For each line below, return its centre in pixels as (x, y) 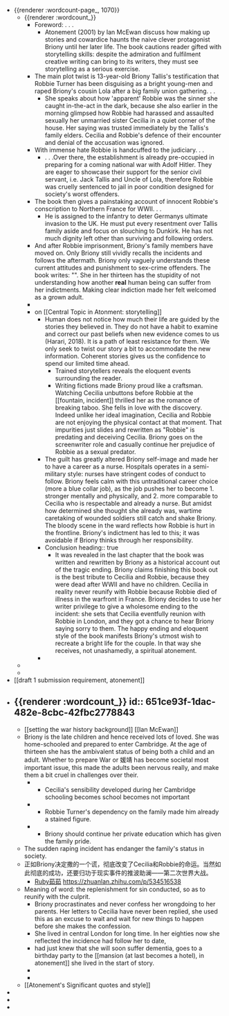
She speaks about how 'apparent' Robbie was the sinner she (131, 98)
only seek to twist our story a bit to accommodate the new (128, 349)
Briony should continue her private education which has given (133, 834)
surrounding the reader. (89, 378)
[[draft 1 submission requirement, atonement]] (79, 680)
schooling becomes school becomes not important (117, 797)
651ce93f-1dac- (180, 702)
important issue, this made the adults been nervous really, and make (121, 767)
